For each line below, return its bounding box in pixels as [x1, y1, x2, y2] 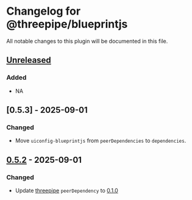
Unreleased [6, 55, 52, 65]
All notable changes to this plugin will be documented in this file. [6, 37, 168, 45]
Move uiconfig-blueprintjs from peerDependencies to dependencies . [15, 137, 187, 145]
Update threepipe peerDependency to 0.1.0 [15, 187, 119, 194]
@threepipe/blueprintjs [6, 17, 128, 31]
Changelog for [6, 4, 81, 18]
